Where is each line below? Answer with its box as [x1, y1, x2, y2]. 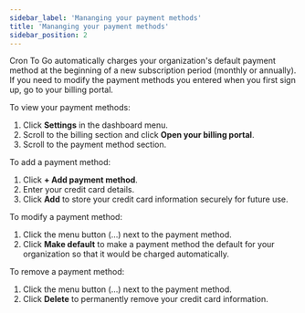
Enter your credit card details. [22, 184, 135, 195]
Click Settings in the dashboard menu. [22, 120, 169, 130]
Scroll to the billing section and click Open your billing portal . [22, 130, 255, 141]
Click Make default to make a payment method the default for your [22, 239, 276, 250]
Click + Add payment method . [22, 174, 139, 185]
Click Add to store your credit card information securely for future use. [22, 193, 289, 205]
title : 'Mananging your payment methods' [9, 22, 170, 31]
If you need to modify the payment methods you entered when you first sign [9, 75, 297, 86]
